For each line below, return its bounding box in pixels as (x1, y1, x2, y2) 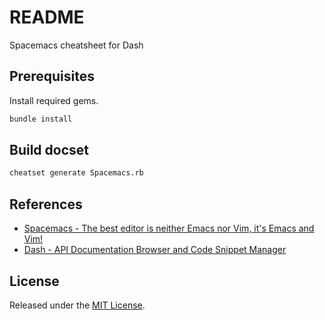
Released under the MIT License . (9, 299, 146, 311)
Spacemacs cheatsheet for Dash (9, 39, 144, 51)
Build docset (9, 142, 89, 159)
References (9, 196, 83, 213)
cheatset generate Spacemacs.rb (9, 168, 144, 178)
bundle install (9, 114, 73, 124)
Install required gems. (9, 94, 99, 106)
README (9, 6, 85, 29)
